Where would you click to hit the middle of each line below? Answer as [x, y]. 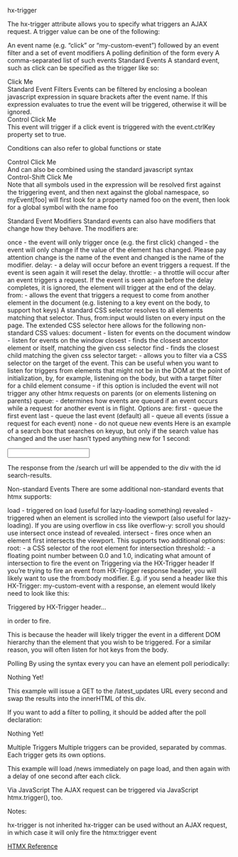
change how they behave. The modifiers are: [73, 229]
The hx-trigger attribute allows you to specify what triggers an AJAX [107, 24]
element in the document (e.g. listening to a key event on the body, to [109, 302]
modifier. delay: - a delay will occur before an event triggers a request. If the [119, 265]
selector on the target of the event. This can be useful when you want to [113, 363]
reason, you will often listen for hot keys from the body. [88, 650]
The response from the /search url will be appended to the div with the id [114, 468]
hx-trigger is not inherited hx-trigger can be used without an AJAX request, [117, 825]
